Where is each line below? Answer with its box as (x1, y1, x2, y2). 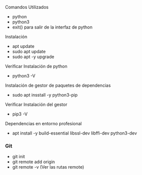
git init (12, 154, 25, 160)
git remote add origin (12, 159, 55, 165)
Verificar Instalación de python (5, 64, 68, 69)
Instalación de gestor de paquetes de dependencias (5, 82, 111, 88)
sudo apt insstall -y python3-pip (12, 92, 78, 98)
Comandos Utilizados (5, 4, 49, 10)
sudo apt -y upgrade (12, 54, 54, 60)
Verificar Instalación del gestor (5, 102, 68, 107)
